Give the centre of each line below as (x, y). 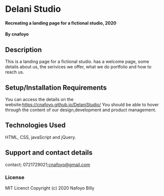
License (15, 177)
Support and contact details (49, 153)
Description (23, 49)
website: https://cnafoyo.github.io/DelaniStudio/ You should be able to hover (82, 105)
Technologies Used (35, 125)
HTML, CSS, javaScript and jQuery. (41, 137)
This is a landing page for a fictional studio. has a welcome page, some (77, 62)
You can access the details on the (39, 99)
